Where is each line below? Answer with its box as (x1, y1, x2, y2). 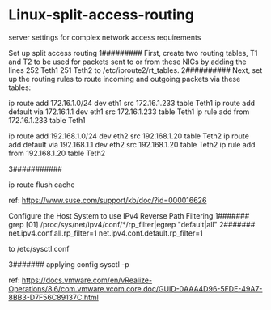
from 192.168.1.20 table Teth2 (8, 148, 106, 158)
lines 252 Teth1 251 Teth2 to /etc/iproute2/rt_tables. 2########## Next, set (8, 65, 263, 74)
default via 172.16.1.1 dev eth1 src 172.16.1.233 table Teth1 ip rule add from (8, 107, 250, 117)
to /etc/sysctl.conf (8, 244, 70, 253)
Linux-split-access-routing (8, 6, 195, 24)
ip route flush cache (8, 180, 75, 189)
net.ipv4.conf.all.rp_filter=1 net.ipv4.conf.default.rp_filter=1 (8, 228, 204, 238)
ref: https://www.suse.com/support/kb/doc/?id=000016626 (8, 195, 207, 205)
